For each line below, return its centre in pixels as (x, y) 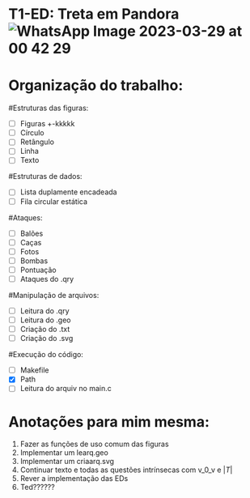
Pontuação (38, 270)
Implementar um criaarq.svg (67, 462)
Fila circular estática (53, 201)
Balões (32, 233)
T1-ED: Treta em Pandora (94, 14)
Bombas (34, 261)
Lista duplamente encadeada (68, 192)
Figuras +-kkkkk (47, 124)
